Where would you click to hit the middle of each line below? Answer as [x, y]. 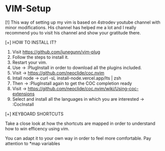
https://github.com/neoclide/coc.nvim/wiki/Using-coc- [83, 88]
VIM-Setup [28, 9]
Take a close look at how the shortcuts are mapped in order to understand [80, 123]
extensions [23, 94]
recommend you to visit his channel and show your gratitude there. [73, 33]
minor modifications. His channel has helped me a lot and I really [71, 27]
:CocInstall [23, 104]
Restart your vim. [30, 62]
